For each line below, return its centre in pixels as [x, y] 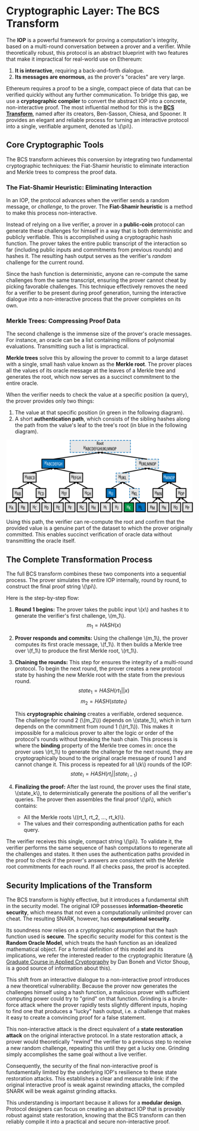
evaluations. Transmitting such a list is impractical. [68, 347]
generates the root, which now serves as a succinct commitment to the [93, 377]
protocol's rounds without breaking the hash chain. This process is [96, 739]
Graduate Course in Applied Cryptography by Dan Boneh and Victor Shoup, [98, 962]
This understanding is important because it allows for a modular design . [94, 1103]
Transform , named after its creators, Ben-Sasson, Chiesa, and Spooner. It [96, 114]
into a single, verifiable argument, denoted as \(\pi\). [70, 126]
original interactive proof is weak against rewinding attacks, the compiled [95, 1085]
